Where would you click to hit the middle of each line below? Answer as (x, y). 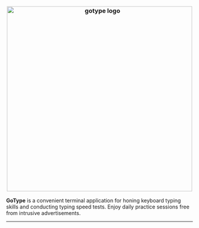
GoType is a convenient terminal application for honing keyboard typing (94, 201)
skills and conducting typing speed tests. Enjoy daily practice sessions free (98, 207)
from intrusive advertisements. (44, 213)
